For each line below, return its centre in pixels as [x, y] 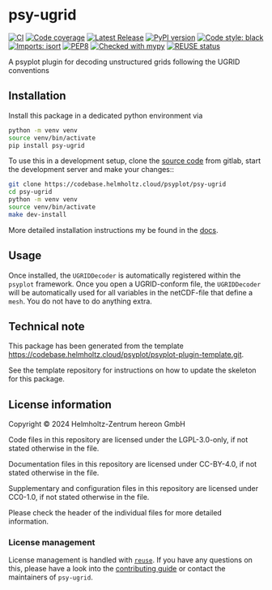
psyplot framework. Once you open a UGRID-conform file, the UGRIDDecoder [135, 284]
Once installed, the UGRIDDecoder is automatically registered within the [125, 275]
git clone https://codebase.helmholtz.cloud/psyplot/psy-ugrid [117, 184]
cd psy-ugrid [30, 192]
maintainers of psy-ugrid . [51, 577]
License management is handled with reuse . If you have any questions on [131, 560]
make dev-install [38, 214]
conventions [29, 70]
